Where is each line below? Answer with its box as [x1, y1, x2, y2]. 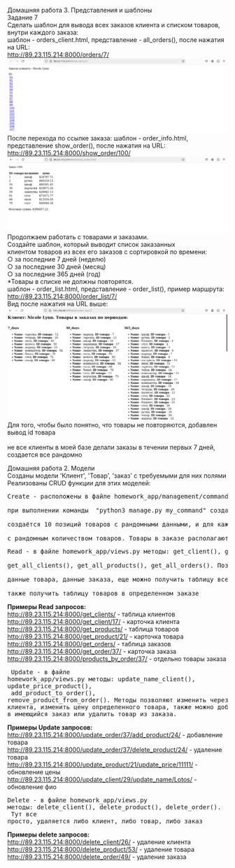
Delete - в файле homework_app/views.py [7, 796, 148, 804]
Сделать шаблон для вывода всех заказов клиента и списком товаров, [7, 21, 220, 29]
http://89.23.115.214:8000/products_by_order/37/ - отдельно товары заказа [7, 654, 227, 663]
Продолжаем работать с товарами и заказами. [7, 232, 149, 241]
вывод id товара [7, 428, 56, 436]
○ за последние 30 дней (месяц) [7, 262, 106, 271]
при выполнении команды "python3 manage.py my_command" [7, 506, 207, 514]
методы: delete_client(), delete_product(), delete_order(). [7, 803, 222, 811]
